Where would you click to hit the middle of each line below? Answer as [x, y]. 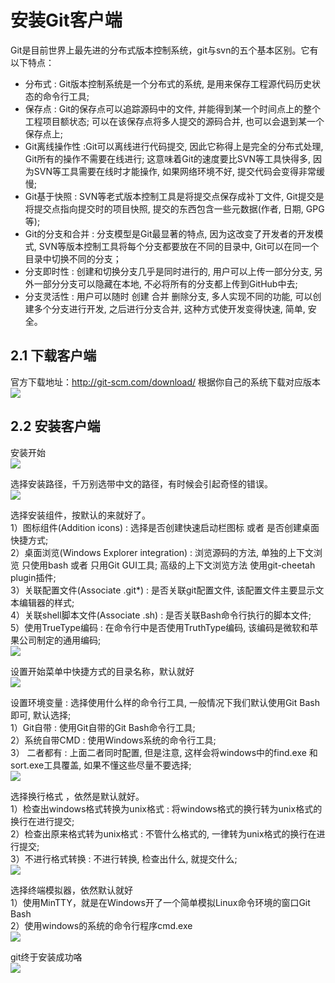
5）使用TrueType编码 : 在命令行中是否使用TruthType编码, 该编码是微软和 [160, 627]
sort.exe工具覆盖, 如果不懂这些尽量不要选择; [101, 765]
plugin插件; [33, 577]
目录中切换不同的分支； [73, 258]
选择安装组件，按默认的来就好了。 [80, 515]
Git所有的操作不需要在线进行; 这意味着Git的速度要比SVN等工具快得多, [168, 158]
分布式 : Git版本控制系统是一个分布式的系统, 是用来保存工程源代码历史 [168, 83]
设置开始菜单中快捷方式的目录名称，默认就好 [102, 671]
